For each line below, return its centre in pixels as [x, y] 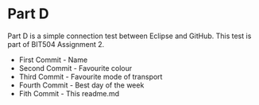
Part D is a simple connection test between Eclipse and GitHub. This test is [129, 36]
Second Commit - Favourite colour [75, 68]
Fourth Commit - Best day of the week [81, 85]
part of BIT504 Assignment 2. [56, 44]
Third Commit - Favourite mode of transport [91, 76]
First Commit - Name [53, 60]
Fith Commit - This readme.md [69, 93]
